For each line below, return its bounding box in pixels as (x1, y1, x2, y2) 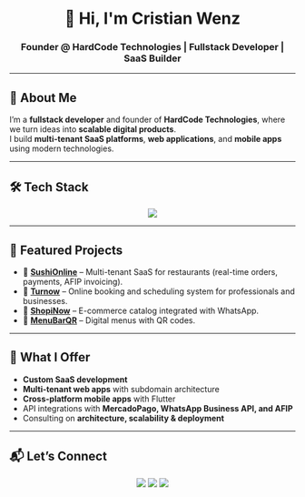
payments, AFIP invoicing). (22, 276, 123, 287)
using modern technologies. (9, 143, 114, 154)
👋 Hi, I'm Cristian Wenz (64, 8, 241, 29)
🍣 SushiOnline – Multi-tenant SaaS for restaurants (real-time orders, (22, 266, 279, 277)
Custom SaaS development (22, 373, 128, 385)
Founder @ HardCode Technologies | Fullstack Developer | (21, 41, 284, 54)
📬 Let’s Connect (9, 449, 107, 464)
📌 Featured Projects (9, 242, 123, 258)
